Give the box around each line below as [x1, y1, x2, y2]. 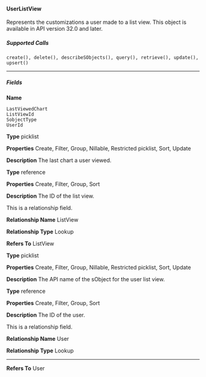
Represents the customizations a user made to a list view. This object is [6, 18, 187, 26]
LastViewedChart [6, 106, 48, 112]
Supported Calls [6, 39, 49, 46]
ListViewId [6, 111, 34, 118]
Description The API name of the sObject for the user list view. [6, 276, 166, 283]
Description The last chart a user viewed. [6, 157, 112, 164]
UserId [6, 122, 23, 128]
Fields [6, 79, 23, 86]
